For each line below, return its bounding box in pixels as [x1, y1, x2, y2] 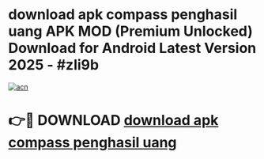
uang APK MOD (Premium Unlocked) [8, 22, 253, 40]
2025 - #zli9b [8, 56, 100, 74]
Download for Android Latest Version [8, 40, 257, 57]
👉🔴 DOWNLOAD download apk [8, 112, 219, 130]
